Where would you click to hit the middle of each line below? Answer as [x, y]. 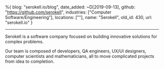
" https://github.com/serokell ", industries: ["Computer [58, 12]
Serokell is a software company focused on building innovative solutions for [81, 36]
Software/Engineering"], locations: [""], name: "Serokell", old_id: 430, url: [79, 17]
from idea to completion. [30, 61]
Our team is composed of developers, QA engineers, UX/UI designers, [76, 51]
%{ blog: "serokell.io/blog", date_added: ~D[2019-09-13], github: [70, 7]
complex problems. [24, 42]
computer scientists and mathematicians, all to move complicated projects [80, 56]
